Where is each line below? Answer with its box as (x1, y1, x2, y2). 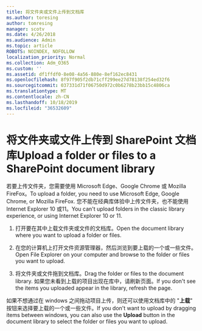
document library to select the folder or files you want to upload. (6, 318, 168, 326)
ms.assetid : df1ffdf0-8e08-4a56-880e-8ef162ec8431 (6, 71, 138, 77)
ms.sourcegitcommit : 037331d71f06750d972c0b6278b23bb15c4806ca (6, 83, 170, 89)
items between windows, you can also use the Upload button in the (6, 312, 175, 319)
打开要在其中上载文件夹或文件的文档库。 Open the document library (15, 225, 184, 232)
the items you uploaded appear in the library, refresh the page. (15, 284, 173, 292)
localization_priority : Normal (6, 54, 86, 60)
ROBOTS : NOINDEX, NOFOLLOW (6, 49, 75, 55)
